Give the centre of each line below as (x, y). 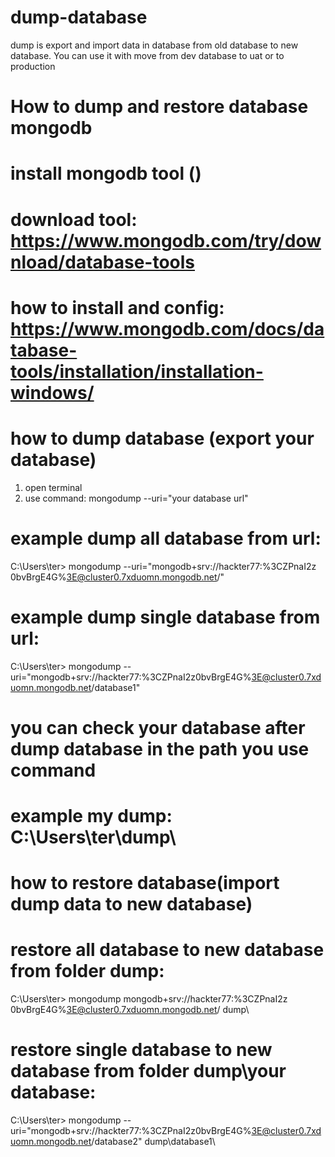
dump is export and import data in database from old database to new (154, 45)
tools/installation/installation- (137, 371)
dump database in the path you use (160, 748)
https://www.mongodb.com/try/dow (166, 240)
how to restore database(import (145, 883)
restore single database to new (141, 1050)
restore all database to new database (167, 950)
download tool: (74, 219)
